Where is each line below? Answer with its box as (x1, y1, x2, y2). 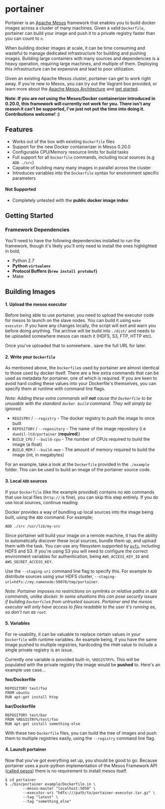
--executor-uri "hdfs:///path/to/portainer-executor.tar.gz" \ (23, 790, 155, 796)
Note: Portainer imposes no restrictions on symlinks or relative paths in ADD (5, 588, 158, 594)
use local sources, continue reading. (5, 499, 79, 505)
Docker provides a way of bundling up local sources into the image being (5, 509, 154, 515)
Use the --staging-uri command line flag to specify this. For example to (5, 568, 152, 574)
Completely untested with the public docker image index (12, 197, 129, 203)
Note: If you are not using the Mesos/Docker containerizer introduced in (5, 95, 156, 101)
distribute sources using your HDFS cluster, (5, 573, 94, 579)
